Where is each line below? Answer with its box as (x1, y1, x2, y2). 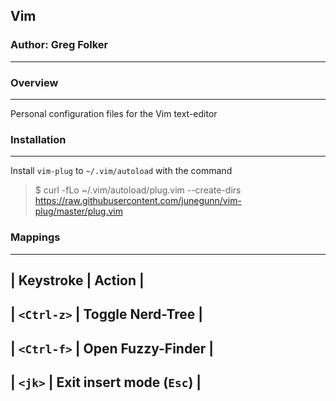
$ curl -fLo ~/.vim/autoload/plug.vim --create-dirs (34, 184, 242, 196)
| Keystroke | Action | (10, 272, 145, 289)
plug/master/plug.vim (34, 205, 124, 218)
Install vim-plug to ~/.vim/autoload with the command (10, 165, 233, 177)
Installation (10, 132, 67, 146)
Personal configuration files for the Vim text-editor (10, 107, 218, 119)
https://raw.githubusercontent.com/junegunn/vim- (34, 195, 242, 207)
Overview (10, 75, 59, 89)
